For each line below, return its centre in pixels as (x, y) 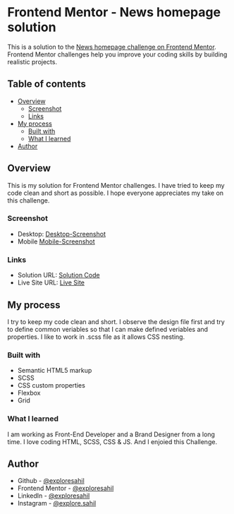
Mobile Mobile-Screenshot (56, 241)
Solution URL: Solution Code (58, 275)
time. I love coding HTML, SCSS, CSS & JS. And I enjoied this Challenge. (112, 441)
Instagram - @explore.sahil (57, 503)
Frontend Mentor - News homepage (114, 12)
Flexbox (29, 393)
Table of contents (47, 84)
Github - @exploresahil (51, 481)
